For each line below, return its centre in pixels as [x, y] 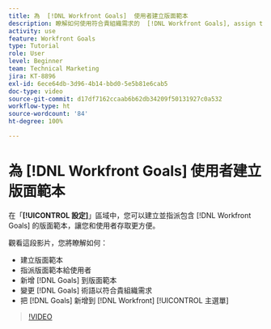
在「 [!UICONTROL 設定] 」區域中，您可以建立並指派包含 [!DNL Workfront [130, 215]
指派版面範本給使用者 [55, 270]
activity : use [32, 31]
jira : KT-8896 [32, 76]
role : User [27, 53]
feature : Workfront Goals [52, 38]
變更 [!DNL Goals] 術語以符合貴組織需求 [86, 290]
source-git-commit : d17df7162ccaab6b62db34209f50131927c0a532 [115, 99]
